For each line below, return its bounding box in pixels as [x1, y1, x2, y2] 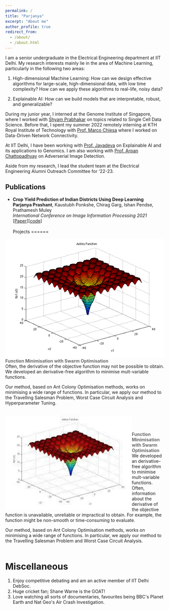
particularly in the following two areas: [5, 65, 85, 71]
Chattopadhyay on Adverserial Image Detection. [5, 153, 105, 159]
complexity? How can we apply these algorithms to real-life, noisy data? [12, 86, 163, 92]
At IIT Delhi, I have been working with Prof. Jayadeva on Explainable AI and [5, 142, 161, 148]
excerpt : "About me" [5, 19, 49, 24]
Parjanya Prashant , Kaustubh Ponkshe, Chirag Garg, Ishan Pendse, [12, 201, 154, 207]
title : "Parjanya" [5, 13, 44, 19]
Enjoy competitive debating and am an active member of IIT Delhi [12, 577, 149, 584]
